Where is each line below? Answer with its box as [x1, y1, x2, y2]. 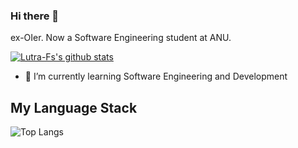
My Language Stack [10, 99, 138, 116]
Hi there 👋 [10, 9, 60, 23]
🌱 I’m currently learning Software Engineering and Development [24, 70, 288, 83]
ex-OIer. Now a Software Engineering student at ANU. [10, 32, 232, 44]
